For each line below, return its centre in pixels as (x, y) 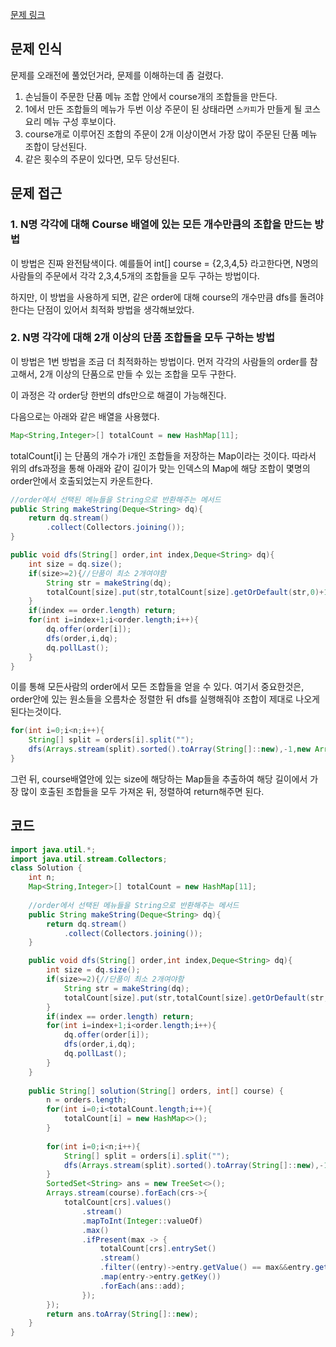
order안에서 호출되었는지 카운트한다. (81, 480)
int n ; (42, 878)
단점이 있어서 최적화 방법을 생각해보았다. (115, 309)
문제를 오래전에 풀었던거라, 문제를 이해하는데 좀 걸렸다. (117, 75)
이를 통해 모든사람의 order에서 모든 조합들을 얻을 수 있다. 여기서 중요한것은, (157, 687)
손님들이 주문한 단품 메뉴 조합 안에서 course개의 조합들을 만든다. (151, 96)
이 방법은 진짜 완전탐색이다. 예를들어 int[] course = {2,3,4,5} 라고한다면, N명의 (164, 263)
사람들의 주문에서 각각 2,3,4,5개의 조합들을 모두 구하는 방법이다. (135, 275)
